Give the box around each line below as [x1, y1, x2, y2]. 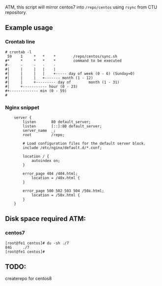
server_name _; [23, 128, 56, 133]
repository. [5, 9, 27, 15]
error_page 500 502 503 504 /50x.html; [23, 188, 105, 193]
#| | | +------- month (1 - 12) [5, 75, 93, 80]
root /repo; [23, 132, 65, 137]
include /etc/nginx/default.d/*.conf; [23, 145, 102, 150]
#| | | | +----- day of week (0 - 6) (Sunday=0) [5, 71, 135, 76]
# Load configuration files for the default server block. [23, 141, 146, 146]
